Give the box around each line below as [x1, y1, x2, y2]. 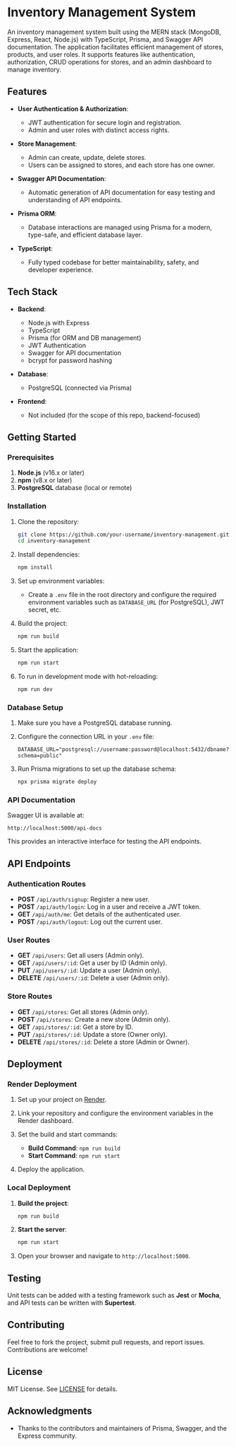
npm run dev [17, 685, 53, 693]
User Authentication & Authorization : [17, 104, 129, 113]
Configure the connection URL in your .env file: [17, 733, 154, 741]
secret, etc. [27, 605, 61, 614]
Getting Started [7, 431, 77, 443]
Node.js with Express [27, 318, 90, 327]
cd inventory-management [17, 537, 91, 545]
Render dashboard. [17, 1117, 74, 1125]
